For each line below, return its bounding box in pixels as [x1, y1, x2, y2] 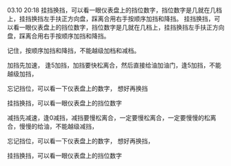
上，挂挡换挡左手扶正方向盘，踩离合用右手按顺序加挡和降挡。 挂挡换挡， [7, 14, 214, 23]
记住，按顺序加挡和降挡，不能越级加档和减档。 [7, 47, 140, 54]
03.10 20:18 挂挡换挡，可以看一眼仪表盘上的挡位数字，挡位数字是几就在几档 [7, 6, 223, 14]
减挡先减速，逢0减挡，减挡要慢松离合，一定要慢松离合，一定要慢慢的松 [7, 114, 210, 122]
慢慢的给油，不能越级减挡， [19, 123, 98, 130]
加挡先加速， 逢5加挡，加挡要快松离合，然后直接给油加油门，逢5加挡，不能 [7, 61, 222, 69]
